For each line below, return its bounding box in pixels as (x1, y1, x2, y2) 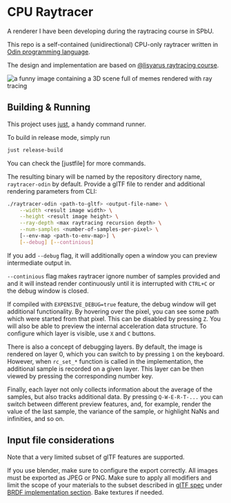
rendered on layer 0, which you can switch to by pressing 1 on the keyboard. (7, 349, 225, 358)
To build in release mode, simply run (7, 133, 110, 141)
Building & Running (7, 101, 91, 114)
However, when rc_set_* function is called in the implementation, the (7, 357, 203, 365)
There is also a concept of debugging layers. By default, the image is (7, 342, 203, 351)
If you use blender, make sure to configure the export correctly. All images (7, 466, 219, 474)
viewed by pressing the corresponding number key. (7, 371, 154, 380)
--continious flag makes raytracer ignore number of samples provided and (7, 271, 221, 280)
